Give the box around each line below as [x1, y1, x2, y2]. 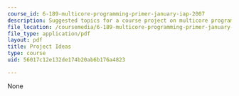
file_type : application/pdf [7, 30, 91, 37]
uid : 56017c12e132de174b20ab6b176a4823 [7, 56, 126, 64]
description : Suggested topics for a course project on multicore [7, 17, 208, 24]
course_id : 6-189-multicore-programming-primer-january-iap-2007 [7, 10, 205, 18]
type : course [7, 50, 46, 57]
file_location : [7, 23, 53, 30]
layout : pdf [7, 37, 43, 44]
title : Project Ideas [7, 43, 72, 50]
